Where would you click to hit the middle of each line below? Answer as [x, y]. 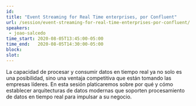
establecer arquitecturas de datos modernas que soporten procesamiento [95, 90]
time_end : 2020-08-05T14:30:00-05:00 [55, 45]
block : [14, 50]
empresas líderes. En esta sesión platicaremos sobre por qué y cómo [89, 84]
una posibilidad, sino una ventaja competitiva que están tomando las [89, 78]
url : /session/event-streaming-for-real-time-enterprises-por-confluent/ [98, 22]
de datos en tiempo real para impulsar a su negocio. [69, 97]
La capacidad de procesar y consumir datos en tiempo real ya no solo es [94, 71]
